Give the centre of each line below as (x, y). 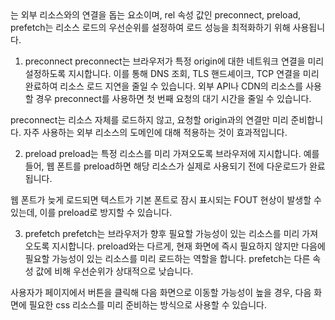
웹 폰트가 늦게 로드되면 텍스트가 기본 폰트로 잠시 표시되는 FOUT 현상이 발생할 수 (166, 200)
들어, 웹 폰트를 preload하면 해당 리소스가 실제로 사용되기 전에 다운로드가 (166, 166)
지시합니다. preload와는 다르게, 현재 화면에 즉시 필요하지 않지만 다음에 (188, 246)
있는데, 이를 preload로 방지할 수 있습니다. (91, 212)
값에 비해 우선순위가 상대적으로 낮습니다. (114, 271)
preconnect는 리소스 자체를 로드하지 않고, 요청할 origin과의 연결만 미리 (149, 120)
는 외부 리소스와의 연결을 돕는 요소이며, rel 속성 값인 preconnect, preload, (156, 15)
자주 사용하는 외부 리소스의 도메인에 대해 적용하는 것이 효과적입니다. (155, 132)
